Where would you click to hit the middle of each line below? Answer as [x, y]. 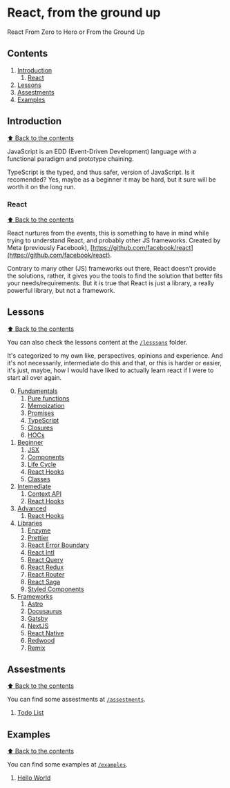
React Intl [41, 552]
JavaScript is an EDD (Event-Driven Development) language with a [102, 151]
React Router [46, 574]
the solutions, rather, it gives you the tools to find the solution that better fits [115, 276]
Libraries [30, 523]
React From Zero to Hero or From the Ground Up [76, 32]
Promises [41, 413]
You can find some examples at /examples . [67, 765]
